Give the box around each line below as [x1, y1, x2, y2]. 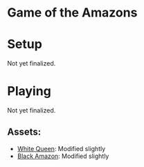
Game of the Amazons [7, 5, 138, 21]
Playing [7, 83, 52, 99]
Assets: [7, 126, 42, 138]
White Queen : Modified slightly [17, 144, 106, 153]
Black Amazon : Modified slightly [17, 152, 109, 160]
